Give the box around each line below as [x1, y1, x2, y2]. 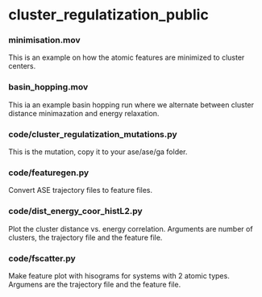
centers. [8, 61, 36, 71]
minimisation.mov [8, 35, 81, 46]
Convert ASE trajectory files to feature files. [8, 186, 153, 195]
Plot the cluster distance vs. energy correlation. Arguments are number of [8, 224, 253, 233]
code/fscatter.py [8, 253, 77, 264]
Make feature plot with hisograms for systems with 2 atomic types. [8, 270, 230, 280]
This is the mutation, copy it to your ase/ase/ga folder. [8, 147, 188, 157]
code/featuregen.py [8, 167, 89, 178]
